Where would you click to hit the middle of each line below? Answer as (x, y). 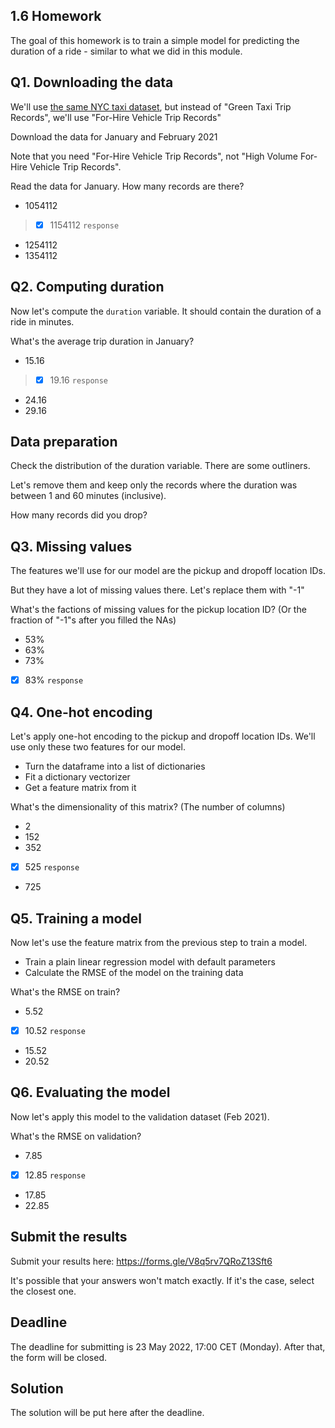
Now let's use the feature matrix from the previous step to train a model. (159, 942)
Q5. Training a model (76, 918)
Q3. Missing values (71, 546)
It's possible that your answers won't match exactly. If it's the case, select (162, 1280)
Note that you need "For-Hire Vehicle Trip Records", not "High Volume (154, 156)
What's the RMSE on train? (65, 991)
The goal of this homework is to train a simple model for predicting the (155, 40)
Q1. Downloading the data (92, 82)
